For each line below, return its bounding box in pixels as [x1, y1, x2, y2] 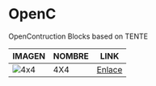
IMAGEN [12, 50, 46, 61]
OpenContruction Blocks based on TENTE [8, 31, 148, 41]
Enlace [96, 63, 123, 75]
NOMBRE [53, 50, 89, 61]
